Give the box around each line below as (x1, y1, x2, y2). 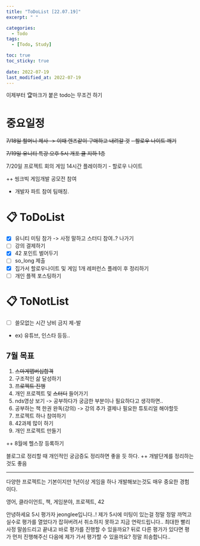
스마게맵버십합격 (14, 367, 54, 375)
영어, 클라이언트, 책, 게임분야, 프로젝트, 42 (6, 498, 105, 506)
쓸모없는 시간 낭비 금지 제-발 (14, 319, 82, 326)
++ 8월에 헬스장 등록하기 (6, 440, 64, 447)
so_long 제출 (14, 257, 46, 264)
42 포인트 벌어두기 (14, 249, 58, 257)
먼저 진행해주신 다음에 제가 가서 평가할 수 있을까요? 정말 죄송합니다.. (12, 533, 171, 541)
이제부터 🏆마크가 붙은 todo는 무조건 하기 (6, 92, 103, 99)
